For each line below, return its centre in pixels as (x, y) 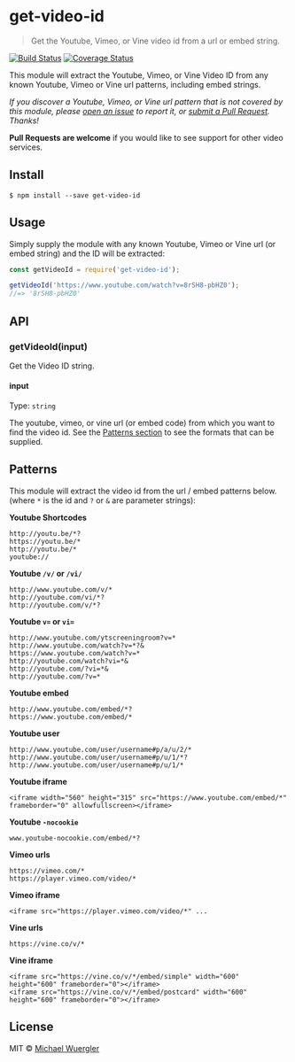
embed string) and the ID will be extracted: (87, 253)
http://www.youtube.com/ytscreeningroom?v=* (93, 638)
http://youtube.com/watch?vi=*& (69, 661)
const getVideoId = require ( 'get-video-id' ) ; (94, 269)
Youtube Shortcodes (48, 517)
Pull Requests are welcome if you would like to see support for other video (146, 137)
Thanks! (24, 120)
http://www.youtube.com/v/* (61, 589)
